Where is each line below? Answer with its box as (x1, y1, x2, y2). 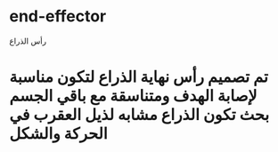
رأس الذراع (9, 36, 47, 46)
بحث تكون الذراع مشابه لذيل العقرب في (9, 105, 270, 125)
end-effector (9, 6, 107, 27)
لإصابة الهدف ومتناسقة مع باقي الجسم (9, 86, 258, 106)
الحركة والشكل (9, 124, 109, 144)
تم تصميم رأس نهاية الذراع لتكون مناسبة (9, 67, 269, 87)
